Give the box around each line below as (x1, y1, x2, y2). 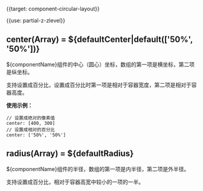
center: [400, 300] (6, 120, 56, 126)
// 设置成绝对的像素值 (6, 115, 56, 121)
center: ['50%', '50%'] (6, 132, 66, 138)
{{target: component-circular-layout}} (6, 5, 100, 12)
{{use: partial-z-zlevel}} (6, 17, 65, 24)
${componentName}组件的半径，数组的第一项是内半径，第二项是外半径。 (6, 165, 190, 172)
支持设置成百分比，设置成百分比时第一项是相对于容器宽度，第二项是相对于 (6, 81, 192, 89)
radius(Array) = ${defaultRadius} (6, 149, 134, 159)
